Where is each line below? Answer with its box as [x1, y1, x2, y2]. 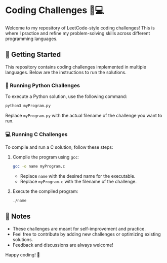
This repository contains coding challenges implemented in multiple [5, 63, 147, 70]
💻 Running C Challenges [5, 130, 68, 138]
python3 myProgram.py [5, 103, 51, 109]
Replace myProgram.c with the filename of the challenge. [20, 179, 137, 185]
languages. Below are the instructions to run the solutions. [5, 69, 127, 75]
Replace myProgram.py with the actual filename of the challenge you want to [5, 112, 162, 118]
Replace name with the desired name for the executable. [20, 173, 136, 179]
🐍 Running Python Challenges [5, 82, 80, 89]
